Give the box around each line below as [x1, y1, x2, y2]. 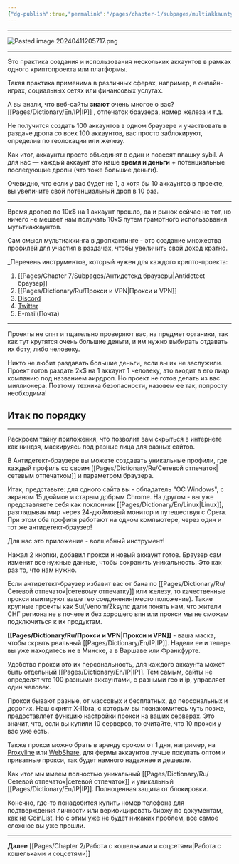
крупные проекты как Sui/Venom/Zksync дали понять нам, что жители [7, 603, 221, 611]
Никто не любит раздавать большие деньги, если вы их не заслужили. [7, 358, 223, 367]
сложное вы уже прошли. [7, 821, 85, 830]
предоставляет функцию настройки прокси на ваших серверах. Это [7, 712, 215, 720]
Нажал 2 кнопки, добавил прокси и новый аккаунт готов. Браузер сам [7, 551, 222, 559]
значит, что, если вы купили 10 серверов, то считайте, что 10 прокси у [7, 719, 222, 728]
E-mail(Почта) [17, 309, 60, 318]
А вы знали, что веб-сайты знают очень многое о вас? [7, 100, 174, 108]
